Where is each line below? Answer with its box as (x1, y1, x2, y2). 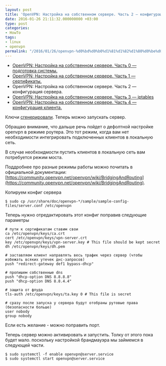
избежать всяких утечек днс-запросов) (5, 257, 85, 262)
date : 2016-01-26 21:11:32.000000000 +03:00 (5, 16, 98, 21)
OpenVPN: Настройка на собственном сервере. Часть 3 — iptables (12, 94, 154, 100)
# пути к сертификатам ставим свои (5, 226, 79, 232)
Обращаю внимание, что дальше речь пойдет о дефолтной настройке (5, 123, 154, 129)
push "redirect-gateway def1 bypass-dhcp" (5, 261, 94, 266)
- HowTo (5, 30, 21, 35)
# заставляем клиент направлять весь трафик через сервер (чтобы (5, 253, 142, 258)
